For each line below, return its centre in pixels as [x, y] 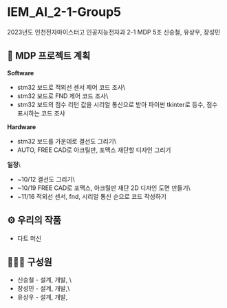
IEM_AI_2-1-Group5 [64, 12]
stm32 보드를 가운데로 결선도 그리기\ [67, 141]
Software [21, 73]
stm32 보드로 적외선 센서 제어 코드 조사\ [71, 87]
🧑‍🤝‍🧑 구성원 [30, 262]
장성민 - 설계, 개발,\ [43, 289]
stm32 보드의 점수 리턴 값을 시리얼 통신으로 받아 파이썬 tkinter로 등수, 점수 [117, 104]
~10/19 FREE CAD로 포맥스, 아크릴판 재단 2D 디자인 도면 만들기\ [104, 188]
